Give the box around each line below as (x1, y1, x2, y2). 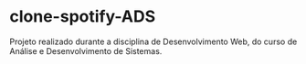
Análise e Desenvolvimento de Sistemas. (9, 45, 163, 56)
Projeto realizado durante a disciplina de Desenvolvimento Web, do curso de (9, 36, 298, 47)
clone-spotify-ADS (9, 6, 156, 27)
